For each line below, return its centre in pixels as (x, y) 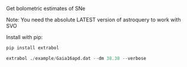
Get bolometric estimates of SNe (46, 8)
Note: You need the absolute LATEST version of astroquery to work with (93, 20)
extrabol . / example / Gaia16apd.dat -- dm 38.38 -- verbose (76, 58)
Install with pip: (24, 37)
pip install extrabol (33, 48)
